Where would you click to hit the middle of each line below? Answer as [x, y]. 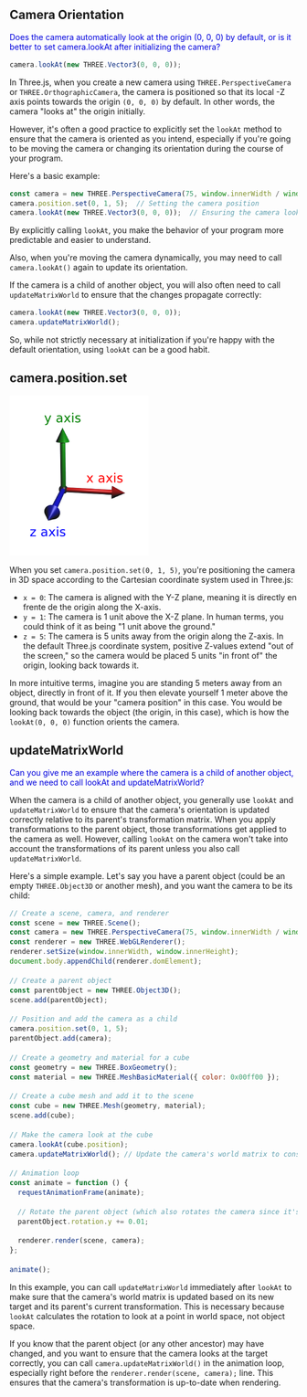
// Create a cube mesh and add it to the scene [102, 1096]
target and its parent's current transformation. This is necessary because [147, 1307]
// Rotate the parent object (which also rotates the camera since [149, 1212]
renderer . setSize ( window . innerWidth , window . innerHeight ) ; [124, 952]
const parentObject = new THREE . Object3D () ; [95, 990]
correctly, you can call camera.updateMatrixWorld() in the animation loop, [147, 1363]
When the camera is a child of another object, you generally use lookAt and [152, 799]
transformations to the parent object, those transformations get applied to [148, 829]
